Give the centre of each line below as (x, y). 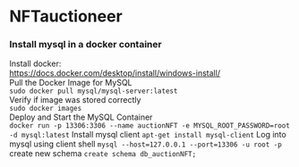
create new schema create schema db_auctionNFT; (103, 154)
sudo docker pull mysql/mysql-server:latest (94, 91)
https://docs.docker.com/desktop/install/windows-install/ (115, 73)
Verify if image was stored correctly (75, 100)
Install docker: (35, 63)
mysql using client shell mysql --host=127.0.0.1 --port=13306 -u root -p (145, 144)
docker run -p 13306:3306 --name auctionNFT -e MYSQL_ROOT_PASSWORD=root (150, 126)
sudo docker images (46, 109)
